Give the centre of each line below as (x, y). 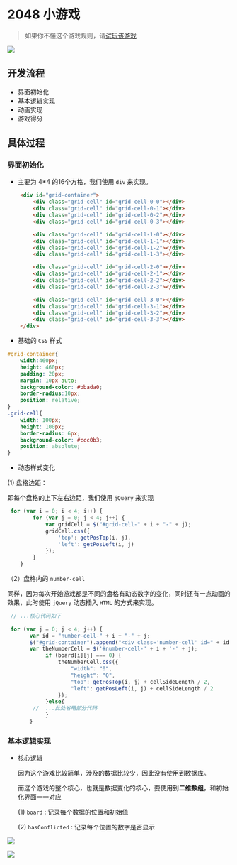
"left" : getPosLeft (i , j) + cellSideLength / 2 (142, 689)
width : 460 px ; (39, 361)
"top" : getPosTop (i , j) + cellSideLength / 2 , (140, 682)
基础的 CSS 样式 (40, 341)
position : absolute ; (50, 447)
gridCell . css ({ (68, 531)
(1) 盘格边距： (27, 483)
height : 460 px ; (42, 367)
